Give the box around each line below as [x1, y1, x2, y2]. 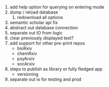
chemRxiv [17, 51, 38, 56]
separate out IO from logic [9, 30, 63, 35]
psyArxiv [17, 56, 35, 61]
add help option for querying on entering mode [9, 4, 105, 10]
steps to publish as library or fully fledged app [9, 66, 103, 72]
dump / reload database [9, 9, 58, 15]
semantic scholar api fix [9, 19, 58, 25]
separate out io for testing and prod [9, 76, 82, 82]
